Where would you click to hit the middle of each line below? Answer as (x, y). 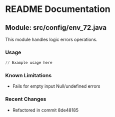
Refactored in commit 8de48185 (45, 110)
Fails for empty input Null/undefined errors (56, 86)
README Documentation (58, 9)
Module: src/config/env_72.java (56, 28)
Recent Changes (26, 99)
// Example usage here (29, 63)
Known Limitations (28, 76)
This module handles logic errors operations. (51, 39)
